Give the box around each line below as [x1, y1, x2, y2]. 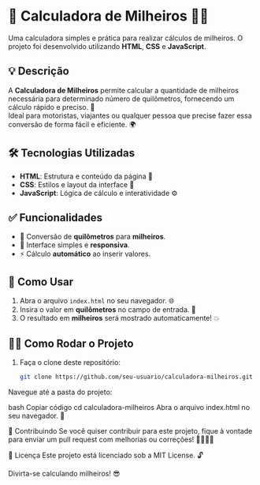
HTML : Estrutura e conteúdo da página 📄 [19, 171, 154, 181]
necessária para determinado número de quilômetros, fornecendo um [8, 94, 235, 103]
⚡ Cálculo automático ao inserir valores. [19, 249, 151, 259]
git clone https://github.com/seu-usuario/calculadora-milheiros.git [19, 373, 254, 381]
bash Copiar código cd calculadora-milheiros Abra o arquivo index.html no [8, 402, 251, 412]
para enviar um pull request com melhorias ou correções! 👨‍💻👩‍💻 [8, 434, 214, 444]
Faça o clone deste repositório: [19, 358, 121, 367]
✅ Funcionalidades [8, 211, 103, 224]
